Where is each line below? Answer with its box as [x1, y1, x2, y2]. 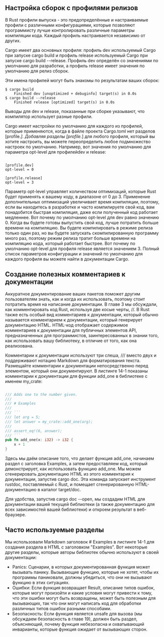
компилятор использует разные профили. [5, 114, 93, 119]
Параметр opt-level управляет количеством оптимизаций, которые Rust [5, 188, 157, 194]
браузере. [5, 512, 26, 518]
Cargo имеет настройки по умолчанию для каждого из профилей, [5, 123, 143, 129]
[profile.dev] [5, 162, 34, 168]
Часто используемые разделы [5, 526, 104, 534]
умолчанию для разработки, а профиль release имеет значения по [5, 63, 145, 68]
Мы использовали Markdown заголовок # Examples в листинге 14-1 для [5, 539, 155, 545]
